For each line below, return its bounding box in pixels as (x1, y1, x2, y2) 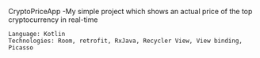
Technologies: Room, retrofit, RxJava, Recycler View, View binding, (8, 37, 243, 45)
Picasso (8, 44, 34, 52)
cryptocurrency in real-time (8, 15, 98, 24)
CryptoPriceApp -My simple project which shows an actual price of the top (8, 7, 253, 16)
